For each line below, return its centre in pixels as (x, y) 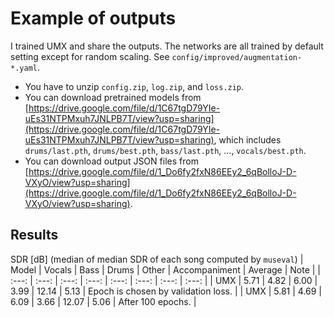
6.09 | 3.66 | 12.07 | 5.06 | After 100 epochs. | (103, 301)
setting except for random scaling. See (90, 56)
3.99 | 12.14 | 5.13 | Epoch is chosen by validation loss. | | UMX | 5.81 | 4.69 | (166, 291)
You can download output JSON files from (111, 161)
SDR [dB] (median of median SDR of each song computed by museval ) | (157, 259)
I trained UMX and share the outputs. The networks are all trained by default (167, 46)
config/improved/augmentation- (237, 57)
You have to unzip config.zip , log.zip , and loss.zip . (134, 86)
